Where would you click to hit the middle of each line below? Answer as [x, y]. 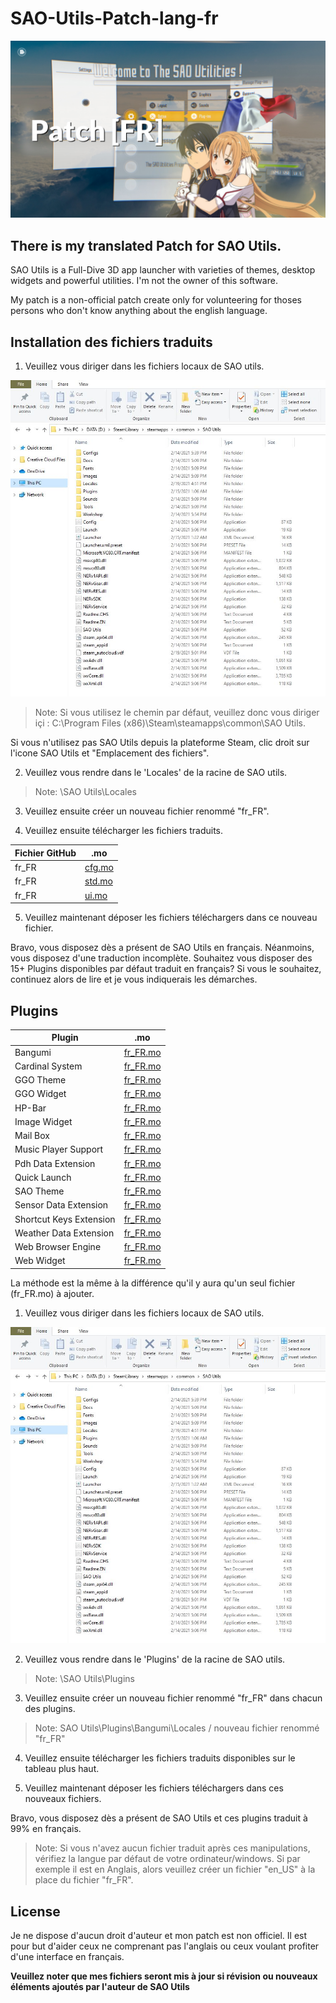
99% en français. [46, 1829]
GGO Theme [40, 1080]
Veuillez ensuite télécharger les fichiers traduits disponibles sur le [160, 1758]
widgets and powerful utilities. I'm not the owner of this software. [144, 281]
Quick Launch [43, 1177]
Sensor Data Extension [61, 1205]
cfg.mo [99, 868]
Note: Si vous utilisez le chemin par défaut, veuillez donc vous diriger [177, 713]
